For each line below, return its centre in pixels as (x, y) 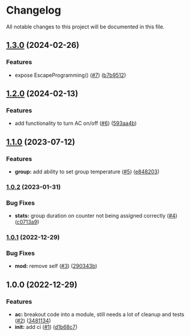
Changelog (34, 10)
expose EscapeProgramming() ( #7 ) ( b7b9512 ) (70, 75)
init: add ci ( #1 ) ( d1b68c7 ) (46, 327)
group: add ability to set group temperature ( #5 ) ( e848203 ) (87, 172)
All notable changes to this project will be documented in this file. (86, 27)
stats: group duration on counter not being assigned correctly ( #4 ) (96, 216)
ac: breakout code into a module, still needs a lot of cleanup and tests (99, 315)
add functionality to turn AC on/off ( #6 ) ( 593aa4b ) (76, 123)
